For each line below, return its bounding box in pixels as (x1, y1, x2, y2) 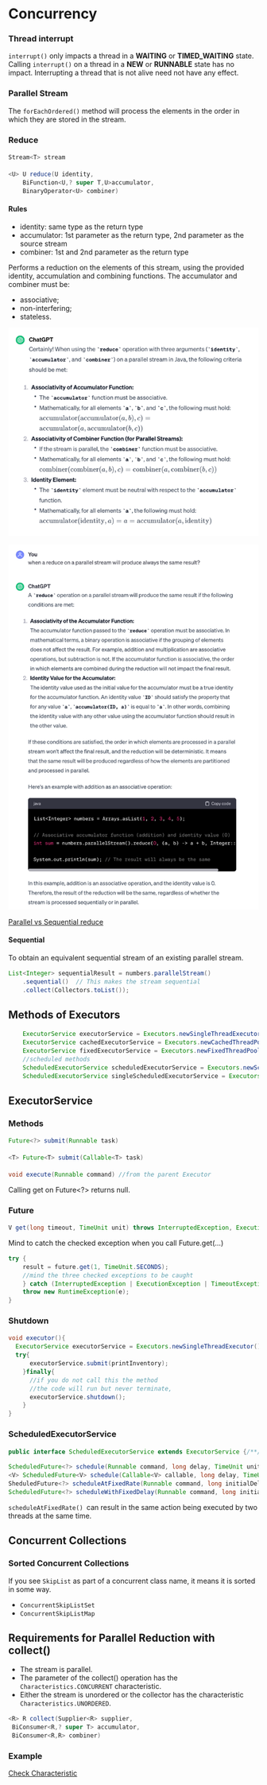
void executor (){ (8, 1334, 66, 1342)
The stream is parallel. (19, 1665, 93, 1674)
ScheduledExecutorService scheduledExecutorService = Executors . (22, 1063, 244, 1072)
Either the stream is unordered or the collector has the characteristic (19, 1690, 244, 1700)
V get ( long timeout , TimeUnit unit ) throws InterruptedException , (8, 1224, 233, 1232)
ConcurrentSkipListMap (19, 1609, 95, 1618)
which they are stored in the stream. (8, 114, 126, 124)
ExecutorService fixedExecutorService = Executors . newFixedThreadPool (22, 1047, 261, 1055)
